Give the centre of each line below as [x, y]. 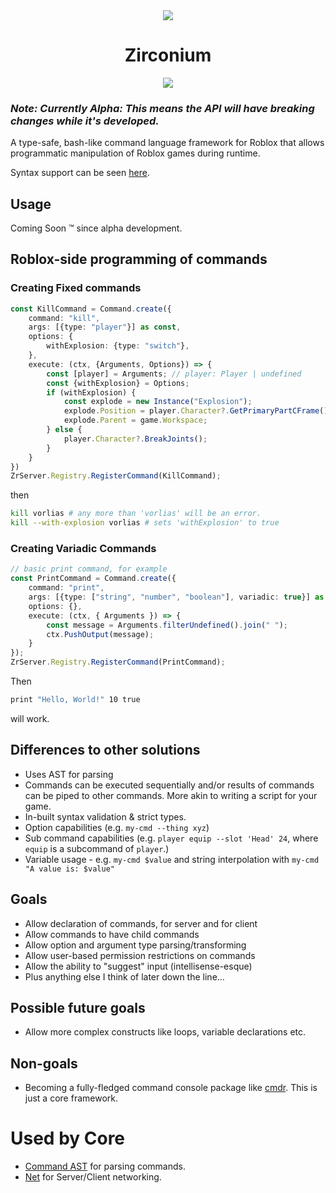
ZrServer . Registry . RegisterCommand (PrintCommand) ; [118, 662]
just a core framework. [71, 1098]
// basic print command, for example [89, 569]
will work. [30, 718]
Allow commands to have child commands [112, 934]
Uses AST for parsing [69, 774]
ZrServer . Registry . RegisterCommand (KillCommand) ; [116, 476]
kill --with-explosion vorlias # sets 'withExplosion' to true [145, 523]
